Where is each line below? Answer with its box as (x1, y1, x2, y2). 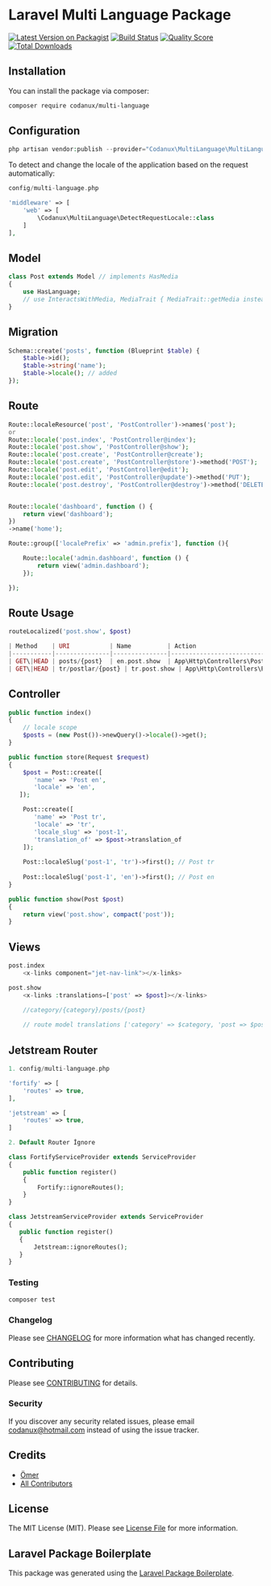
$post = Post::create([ (23, 768, 103, 776)
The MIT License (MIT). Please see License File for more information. (8, 1523, 238, 1533)
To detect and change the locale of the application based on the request (8, 160, 248, 170)
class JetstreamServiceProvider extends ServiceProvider (8, 1213, 204, 1221)
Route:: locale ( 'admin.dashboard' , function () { (23, 554, 190, 562)
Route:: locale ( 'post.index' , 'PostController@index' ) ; (8, 435, 197, 444)
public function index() (8, 708, 92, 717)
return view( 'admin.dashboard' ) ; (37, 561, 150, 569)
